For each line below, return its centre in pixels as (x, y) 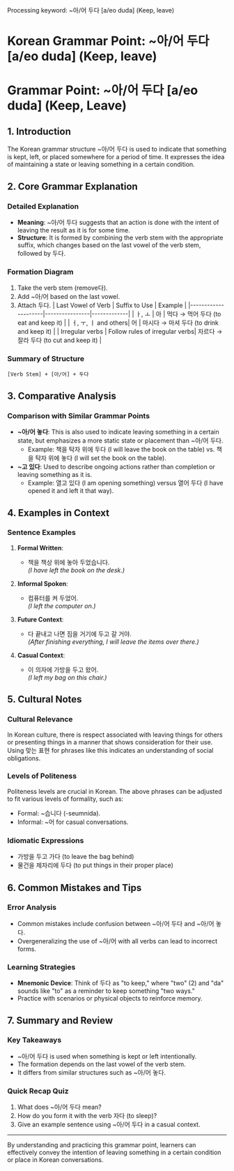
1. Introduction (39, 131)
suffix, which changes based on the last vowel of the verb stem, (109, 245)
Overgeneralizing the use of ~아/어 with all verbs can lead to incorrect (117, 941)
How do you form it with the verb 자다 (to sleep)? (87, 1116)
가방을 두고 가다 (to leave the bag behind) (76, 857)
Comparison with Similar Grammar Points (79, 415)
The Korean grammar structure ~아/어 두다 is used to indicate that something (117, 149)
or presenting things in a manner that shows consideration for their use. (110, 742)
